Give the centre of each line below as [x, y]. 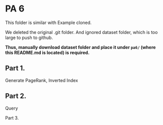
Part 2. [16, 96]
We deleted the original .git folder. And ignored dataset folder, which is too [81, 32]
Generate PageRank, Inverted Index [42, 80]
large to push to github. [29, 37]
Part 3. [12, 117]
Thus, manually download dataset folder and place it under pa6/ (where [81, 47]
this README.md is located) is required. [47, 52]
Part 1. [15, 68]
